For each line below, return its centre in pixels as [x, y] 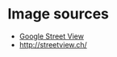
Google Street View [51, 36]
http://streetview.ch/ [53, 44]
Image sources [58, 14]
